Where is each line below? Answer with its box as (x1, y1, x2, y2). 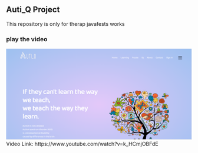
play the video (6, 35, 48, 43)
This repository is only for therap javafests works (6, 20, 125, 27)
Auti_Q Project (6, 5, 60, 15)
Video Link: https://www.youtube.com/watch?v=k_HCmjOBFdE (6, 141, 159, 148)
